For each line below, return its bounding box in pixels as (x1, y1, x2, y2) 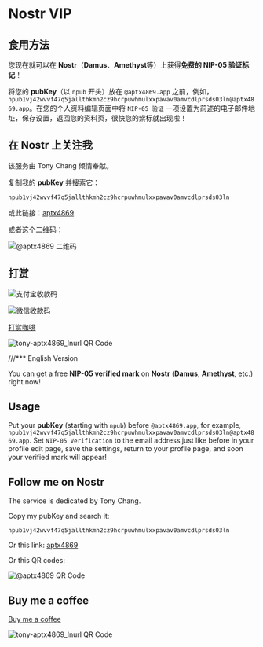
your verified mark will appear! (8, 453, 108, 462)
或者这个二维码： (8, 225, 64, 234)
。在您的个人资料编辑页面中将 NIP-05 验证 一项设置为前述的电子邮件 (28, 104, 249, 112)
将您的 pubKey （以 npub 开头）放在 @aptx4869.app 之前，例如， (8, 87, 214, 96)
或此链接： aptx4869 (8, 208, 75, 217)
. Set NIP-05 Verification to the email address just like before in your (28, 436, 254, 445)
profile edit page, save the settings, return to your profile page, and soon (8, 444, 243, 454)
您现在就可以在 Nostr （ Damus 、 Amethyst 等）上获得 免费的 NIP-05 (8, 61, 228, 69)
